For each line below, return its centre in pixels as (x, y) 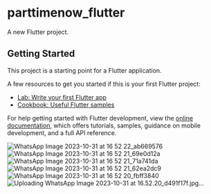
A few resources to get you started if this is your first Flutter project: (104, 84)
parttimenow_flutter (66, 13)
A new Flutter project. (38, 32)
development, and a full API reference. (62, 132)
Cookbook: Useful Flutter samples (66, 105)
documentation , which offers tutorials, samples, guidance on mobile (104, 125)
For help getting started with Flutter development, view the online (100, 118)
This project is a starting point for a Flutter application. (84, 70)
